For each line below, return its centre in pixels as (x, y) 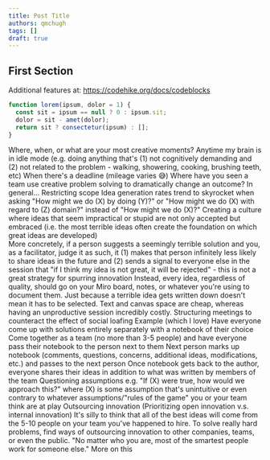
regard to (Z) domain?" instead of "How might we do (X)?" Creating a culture (135, 210)
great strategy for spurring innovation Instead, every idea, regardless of (127, 278)
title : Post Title (39, 16)
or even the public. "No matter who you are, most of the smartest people (129, 441)
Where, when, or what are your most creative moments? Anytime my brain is (135, 150)
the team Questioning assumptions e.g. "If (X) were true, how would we (127, 381)
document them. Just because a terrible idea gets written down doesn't (127, 295)
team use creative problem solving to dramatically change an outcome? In (131, 184)
